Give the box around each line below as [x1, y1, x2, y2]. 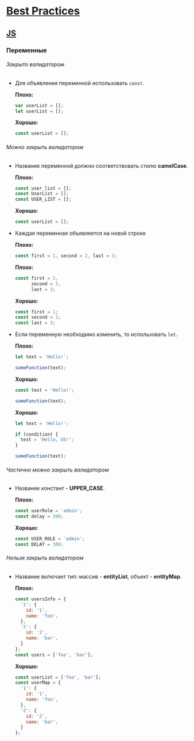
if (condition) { [14, 431, 59, 437]
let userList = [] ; [14, 108, 64, 114]
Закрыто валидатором [6, 61, 65, 68]
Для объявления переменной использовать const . [14, 79, 145, 86]
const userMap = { [14, 680, 61, 686]
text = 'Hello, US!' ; [20, 437, 75, 443]
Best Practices [6, 4, 80, 18]
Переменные [6, 46, 47, 55]
